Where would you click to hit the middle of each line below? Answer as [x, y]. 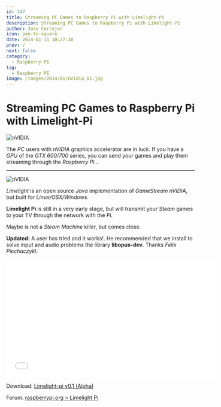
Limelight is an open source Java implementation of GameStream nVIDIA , [97, 191]
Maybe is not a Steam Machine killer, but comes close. [74, 227]
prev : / [16, 46]
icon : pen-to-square [32, 34]
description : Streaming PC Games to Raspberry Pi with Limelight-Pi [93, 23]
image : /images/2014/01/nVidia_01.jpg [55, 79]
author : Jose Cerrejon [34, 28]
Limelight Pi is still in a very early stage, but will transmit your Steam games [100, 209]
